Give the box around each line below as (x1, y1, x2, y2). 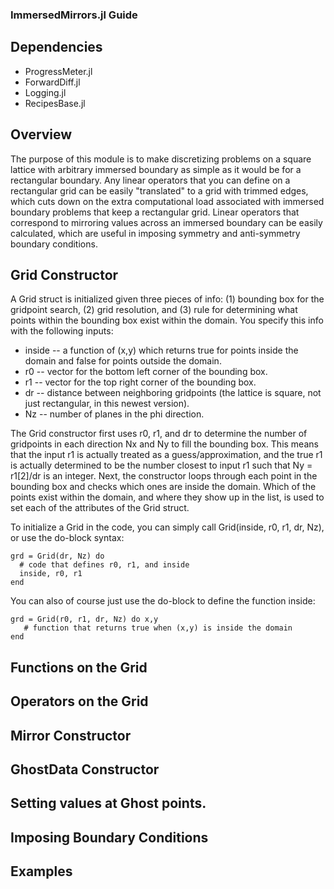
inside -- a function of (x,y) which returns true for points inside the (24, 344, 299, 357)
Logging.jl (24, 86, 67, 98)
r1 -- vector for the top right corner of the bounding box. (24, 376, 257, 388)
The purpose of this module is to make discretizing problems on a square (10, 153, 312, 165)
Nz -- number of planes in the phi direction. (24, 408, 205, 420)
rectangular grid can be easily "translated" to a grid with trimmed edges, (10, 184, 309, 197)
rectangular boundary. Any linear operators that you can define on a (10, 174, 291, 186)
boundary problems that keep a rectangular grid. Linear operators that (10, 206, 300, 218)
